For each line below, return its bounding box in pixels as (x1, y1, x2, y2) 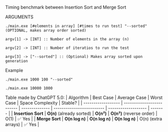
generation (5, 58, 28, 63)
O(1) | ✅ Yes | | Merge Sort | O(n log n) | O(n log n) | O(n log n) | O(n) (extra (5, 116, 162, 121)
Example (5, 67, 24, 73)
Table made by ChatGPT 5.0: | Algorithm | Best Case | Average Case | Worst (5, 94, 163, 100)
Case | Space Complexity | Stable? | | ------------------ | (5, 100, 123, 105)
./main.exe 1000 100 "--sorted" (5, 77, 73, 82)
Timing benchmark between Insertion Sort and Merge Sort (5, 4, 127, 10)
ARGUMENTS (5, 14, 34, 19)
